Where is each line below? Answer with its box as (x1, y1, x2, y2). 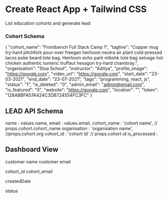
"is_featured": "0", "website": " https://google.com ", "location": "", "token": (5, 87, 159, 93)
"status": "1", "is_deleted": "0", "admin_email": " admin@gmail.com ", (5, 81, 145, 87)
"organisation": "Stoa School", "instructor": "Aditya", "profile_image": (5, 65, 148, 71)
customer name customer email (5, 158, 71, 164)
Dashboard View (5, 145, 59, 154)
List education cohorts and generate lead (5, 20, 91, 26)
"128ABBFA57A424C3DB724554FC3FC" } (5, 92, 92, 98)
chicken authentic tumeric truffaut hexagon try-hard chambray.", (5, 60, 138, 66)
